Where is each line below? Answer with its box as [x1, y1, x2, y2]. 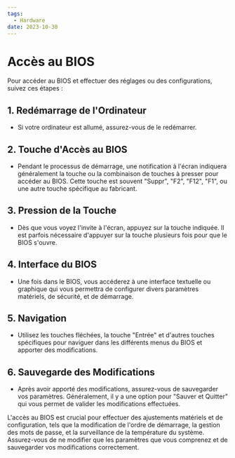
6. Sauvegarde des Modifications [7, 366, 156, 378]
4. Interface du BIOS [7, 259, 97, 271]
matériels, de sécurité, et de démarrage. [17, 292, 134, 300]
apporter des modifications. [17, 346, 98, 354]
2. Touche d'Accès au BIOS [7, 143, 128, 155]
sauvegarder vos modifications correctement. [7, 443, 140, 452]
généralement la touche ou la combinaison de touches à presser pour [17, 169, 219, 177]
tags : [7, 10, 23, 18]
